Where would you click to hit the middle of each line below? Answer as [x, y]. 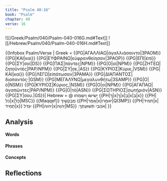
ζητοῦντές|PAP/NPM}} [29, 69]
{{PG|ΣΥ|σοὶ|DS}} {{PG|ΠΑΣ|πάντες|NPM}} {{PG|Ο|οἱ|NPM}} [68, 63]
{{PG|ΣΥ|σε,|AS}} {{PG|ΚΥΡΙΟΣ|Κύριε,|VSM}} [101, 69]
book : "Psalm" [20, 14]
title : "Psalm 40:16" [28, 10]
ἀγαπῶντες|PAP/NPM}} [30, 90]
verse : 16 [16, 24]
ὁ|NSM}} [14, 85]
